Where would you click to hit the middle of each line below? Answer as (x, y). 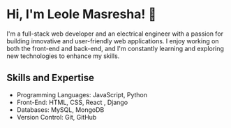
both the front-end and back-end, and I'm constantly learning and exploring (115, 48)
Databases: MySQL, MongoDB (60, 109)
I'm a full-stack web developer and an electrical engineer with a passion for (115, 34)
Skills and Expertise (51, 78)
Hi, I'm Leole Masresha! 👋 (81, 14)
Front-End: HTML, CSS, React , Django (72, 102)
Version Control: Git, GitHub (57, 117)
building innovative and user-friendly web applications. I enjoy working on (113, 41)
